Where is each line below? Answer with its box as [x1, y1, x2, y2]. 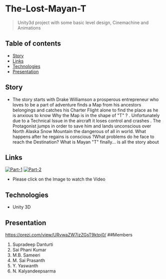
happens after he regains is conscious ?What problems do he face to [12, 133, 154, 139]
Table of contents [5, 39, 61, 48]
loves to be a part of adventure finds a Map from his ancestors [12, 101, 141, 107]
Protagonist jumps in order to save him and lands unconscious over [12, 123, 151, 129]
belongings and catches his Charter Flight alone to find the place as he [12, 107, 158, 113]
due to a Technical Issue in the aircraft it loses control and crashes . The [12, 117, 161, 123]
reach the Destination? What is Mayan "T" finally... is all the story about [12, 138, 159, 145]
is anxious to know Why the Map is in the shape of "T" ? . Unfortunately [12, 112, 160, 118]
